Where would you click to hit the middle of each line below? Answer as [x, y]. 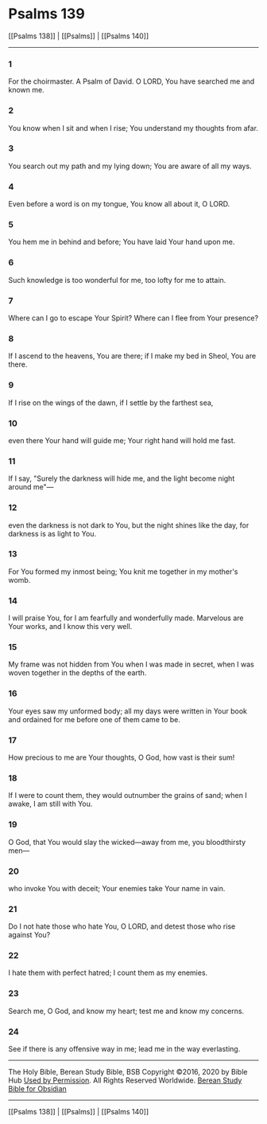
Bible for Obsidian [38, 1089]
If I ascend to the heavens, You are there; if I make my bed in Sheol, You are [132, 356]
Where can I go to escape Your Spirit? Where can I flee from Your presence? [133, 318]
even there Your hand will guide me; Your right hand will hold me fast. [122, 440]
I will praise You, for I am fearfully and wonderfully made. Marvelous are [126, 618]
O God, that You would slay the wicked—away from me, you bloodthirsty [127, 842]
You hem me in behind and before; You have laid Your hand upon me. [122, 242]
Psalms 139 [46, 14]
